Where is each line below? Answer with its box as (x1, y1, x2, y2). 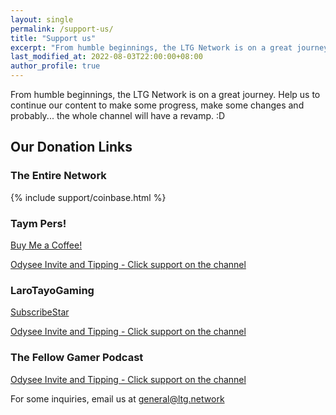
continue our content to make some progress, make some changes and (10, 99, 305, 111)
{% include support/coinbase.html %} (10, 191, 167, 203)
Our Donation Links (10, 139, 133, 156)
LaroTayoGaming (10, 283, 95, 297)
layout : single (10, 14, 74, 25)
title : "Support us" (10, 33, 97, 43)
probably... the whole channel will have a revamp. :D (10, 110, 226, 121)
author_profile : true (10, 61, 101, 71)
